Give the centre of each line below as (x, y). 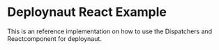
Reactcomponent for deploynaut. (55, 38)
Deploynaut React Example (87, 12)
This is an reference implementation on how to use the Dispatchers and (110, 31)
